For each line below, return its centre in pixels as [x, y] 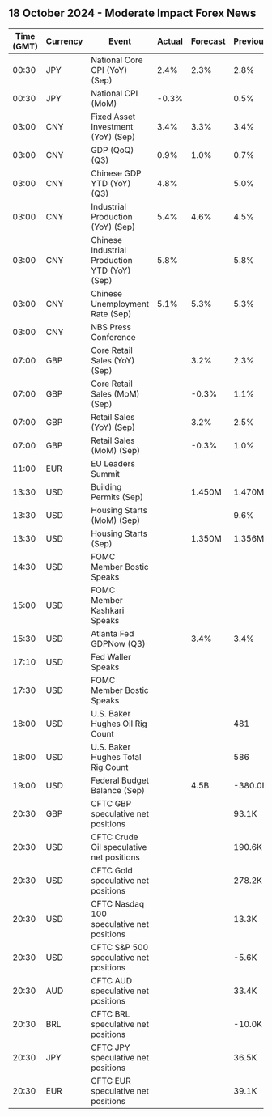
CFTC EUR [110, 1081]
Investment [112, 126]
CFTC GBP [111, 803]
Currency [64, 41]
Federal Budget [120, 780]
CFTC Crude [115, 837]
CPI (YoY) [109, 70]
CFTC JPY [110, 1047]
